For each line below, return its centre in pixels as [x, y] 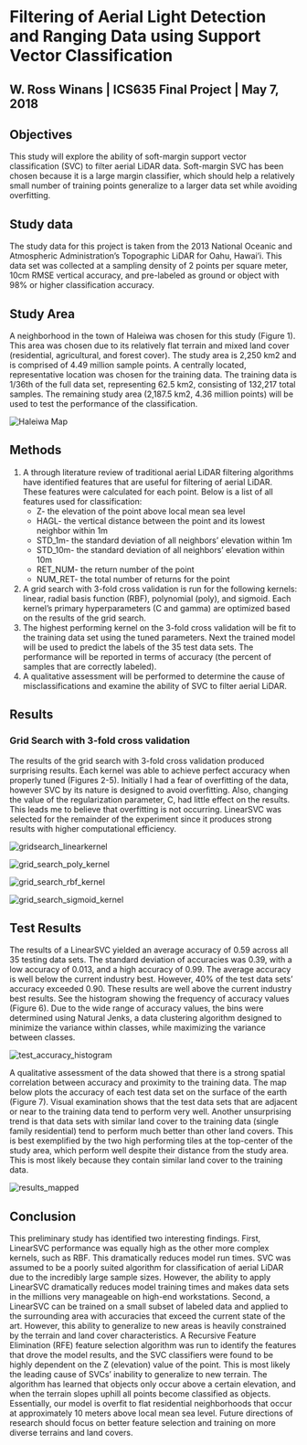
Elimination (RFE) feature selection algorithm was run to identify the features [153, 1345]
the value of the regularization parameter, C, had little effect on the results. [150, 799]
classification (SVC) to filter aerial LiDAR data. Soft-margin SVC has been [147, 166]
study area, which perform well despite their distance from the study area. [149, 1151]
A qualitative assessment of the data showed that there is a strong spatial [148, 1073]
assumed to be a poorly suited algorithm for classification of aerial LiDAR [147, 1268]
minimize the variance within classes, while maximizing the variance [138, 1028]
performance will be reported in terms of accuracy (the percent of [147, 656]
